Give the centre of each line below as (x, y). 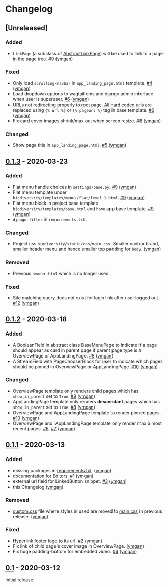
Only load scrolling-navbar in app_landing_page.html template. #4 (82, 83)
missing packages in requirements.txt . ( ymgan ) (62, 470)
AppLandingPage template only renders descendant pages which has (86, 402)
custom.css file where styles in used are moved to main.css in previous (87, 511)
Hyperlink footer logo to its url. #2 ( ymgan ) (58, 541)
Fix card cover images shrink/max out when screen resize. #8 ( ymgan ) (87, 121)
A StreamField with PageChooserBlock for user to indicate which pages (88, 361)
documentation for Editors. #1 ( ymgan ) (53, 476)
